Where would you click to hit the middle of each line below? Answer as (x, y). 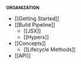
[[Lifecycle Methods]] (50, 49)
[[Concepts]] (30, 43)
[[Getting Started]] (37, 19)
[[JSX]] (32, 31)
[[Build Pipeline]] (35, 25)
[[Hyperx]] (36, 37)
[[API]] (23, 56)
